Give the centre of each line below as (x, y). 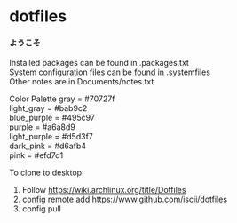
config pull (42, 209)
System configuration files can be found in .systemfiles (110, 72)
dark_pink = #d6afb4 (48, 146)
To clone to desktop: (47, 173)
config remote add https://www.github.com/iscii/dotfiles (125, 199)
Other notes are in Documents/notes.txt (82, 82)
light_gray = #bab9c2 (48, 108)
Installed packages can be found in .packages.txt (99, 63)
